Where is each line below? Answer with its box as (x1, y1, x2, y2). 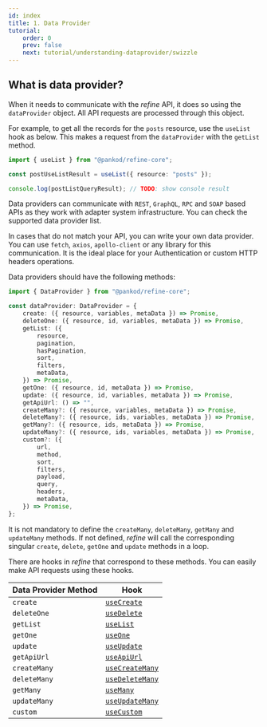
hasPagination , (37, 346, 88, 355)
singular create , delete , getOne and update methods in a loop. (8, 541, 210, 551)
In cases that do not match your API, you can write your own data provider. (8, 231, 254, 241)
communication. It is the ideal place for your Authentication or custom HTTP (8, 248, 258, 258)
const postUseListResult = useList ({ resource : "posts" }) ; (8, 170, 213, 178)
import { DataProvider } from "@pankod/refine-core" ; (8, 288, 191, 296)
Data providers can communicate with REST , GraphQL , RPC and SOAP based (8, 199, 246, 208)
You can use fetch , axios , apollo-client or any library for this (8, 240, 211, 250)
